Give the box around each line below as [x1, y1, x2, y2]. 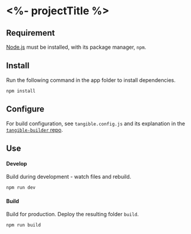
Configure [6, 104, 44, 114]
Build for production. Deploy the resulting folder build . [6, 211, 139, 218]
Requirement [6, 28, 55, 38]
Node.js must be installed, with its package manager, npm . [6, 43, 147, 50]
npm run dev [6, 185, 36, 191]
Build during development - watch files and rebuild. [6, 173, 132, 181]
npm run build [6, 222, 42, 228]
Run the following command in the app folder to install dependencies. [6, 76, 176, 84]
